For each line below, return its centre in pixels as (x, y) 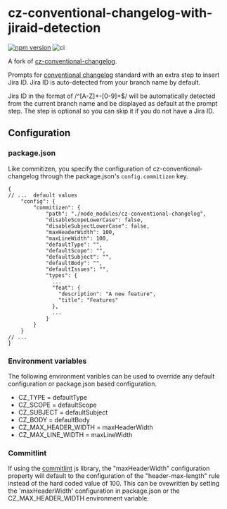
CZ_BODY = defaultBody (54, 419)
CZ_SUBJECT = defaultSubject (63, 412)
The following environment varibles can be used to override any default (111, 376)
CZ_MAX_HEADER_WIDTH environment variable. (79, 498)
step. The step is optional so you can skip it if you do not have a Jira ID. (111, 111)
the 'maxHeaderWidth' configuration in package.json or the (94, 491)
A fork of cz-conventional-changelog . (63, 61)
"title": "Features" (88, 300)
